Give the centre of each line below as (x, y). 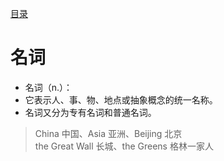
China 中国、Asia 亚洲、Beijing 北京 (108, 133)
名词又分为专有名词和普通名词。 (90, 112)
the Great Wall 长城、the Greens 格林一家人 (124, 146)
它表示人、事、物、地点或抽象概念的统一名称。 (121, 99)
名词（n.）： (48, 87)
